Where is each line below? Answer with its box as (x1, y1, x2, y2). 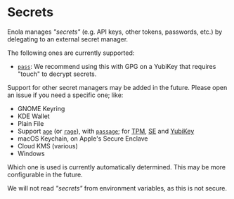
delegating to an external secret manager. (7, 34, 129, 43)
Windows (17, 149, 45, 158)
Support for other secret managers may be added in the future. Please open (7, 83, 228, 91)
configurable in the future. (7, 170, 83, 179)
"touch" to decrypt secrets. (17, 70, 97, 78)
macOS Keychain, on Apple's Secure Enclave (17, 134, 148, 143)
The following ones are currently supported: (7, 49, 135, 57)
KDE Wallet (17, 112, 51, 120)
